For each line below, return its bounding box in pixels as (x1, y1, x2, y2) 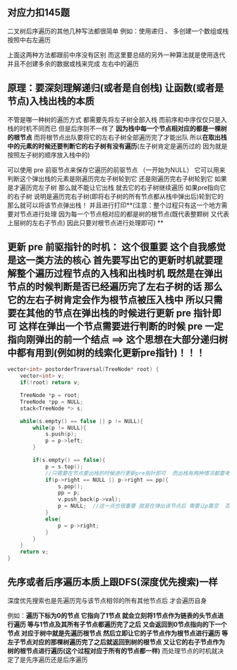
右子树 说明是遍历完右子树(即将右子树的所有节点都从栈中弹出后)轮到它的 (13, 192, 224, 200)
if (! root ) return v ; (20, 379, 80, 386)
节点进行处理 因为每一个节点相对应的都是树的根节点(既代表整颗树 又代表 (19, 209, 229, 218)
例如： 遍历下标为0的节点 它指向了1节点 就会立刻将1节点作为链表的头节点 (7, 611, 218, 619)
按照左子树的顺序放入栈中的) (7, 150, 90, 159)
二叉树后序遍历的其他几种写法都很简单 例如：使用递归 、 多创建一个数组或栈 (7, 27, 229, 35)
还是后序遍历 (50, 655, 88, 664)
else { (44, 516, 61, 523)
